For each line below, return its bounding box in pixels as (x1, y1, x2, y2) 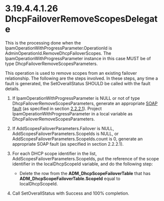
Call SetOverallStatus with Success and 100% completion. (12, 190, 130, 196)
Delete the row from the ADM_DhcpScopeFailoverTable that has (19, 170, 151, 176)
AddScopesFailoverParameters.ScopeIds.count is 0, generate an (12, 135, 143, 142)
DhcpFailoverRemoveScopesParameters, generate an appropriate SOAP (12, 100, 158, 106)
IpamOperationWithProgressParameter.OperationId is (5, 45, 113, 51)
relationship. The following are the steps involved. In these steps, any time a (5, 75, 158, 81)
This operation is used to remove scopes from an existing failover (5, 70, 137, 76)
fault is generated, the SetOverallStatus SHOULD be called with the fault (5, 80, 151, 86)
